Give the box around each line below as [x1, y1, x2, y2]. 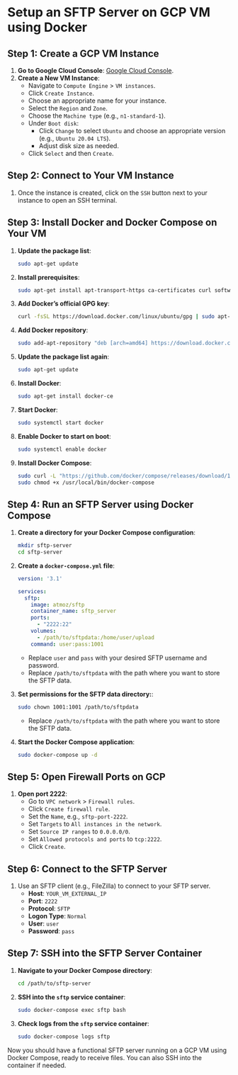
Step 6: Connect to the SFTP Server [7, 862, 168, 875]
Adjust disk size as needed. [38, 142, 119, 150]
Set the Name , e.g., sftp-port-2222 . [28, 812, 128, 821]
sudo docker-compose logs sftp [17, 1032, 110, 1040]
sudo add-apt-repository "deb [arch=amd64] [17, 339, 149, 347]
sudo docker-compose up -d [17, 751, 98, 758]
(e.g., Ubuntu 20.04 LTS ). [38, 134, 111, 142]
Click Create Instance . [28, 89, 94, 97]
